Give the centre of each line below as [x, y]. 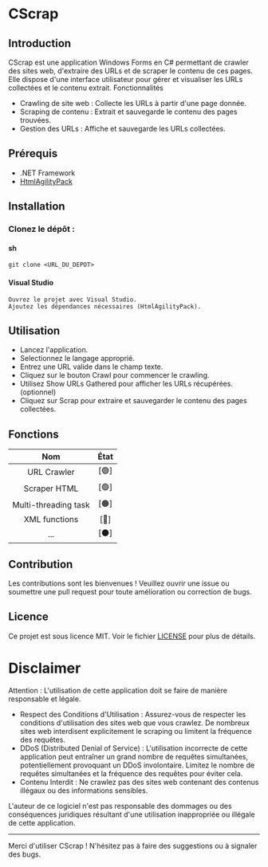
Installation [37, 207]
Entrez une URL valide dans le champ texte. [91, 367]
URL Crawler [51, 472]
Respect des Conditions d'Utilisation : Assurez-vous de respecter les [133, 714]
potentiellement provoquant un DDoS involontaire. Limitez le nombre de [137, 765]
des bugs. [25, 854]
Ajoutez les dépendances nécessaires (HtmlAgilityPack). [105, 306]
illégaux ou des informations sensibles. [84, 790]
